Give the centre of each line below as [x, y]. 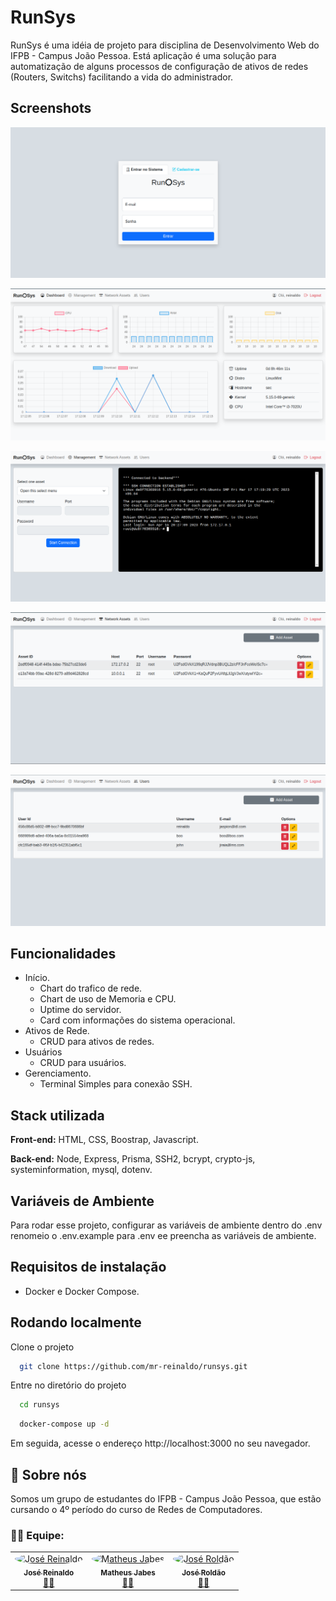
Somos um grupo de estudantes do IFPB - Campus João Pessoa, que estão [166, 1499]
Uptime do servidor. [80, 1010]
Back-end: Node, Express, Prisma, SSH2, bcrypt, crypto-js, [133, 1159]
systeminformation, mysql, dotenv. [81, 1170]
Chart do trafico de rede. [91, 988]
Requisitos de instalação [88, 1267]
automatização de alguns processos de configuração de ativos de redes [159, 66]
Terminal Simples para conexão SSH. [116, 1084]
